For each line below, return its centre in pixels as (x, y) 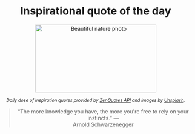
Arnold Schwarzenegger (103, 124)
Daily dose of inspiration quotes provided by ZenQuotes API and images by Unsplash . (96, 100)
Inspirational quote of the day (96, 11)
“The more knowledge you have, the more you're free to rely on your (103, 111)
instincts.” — (103, 118)
